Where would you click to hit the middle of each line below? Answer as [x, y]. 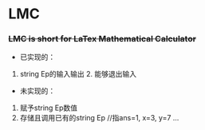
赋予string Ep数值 [49, 108]
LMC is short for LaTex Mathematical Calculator [102, 39]
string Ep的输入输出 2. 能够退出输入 [78, 74]
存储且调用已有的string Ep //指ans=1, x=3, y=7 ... [99, 118]
